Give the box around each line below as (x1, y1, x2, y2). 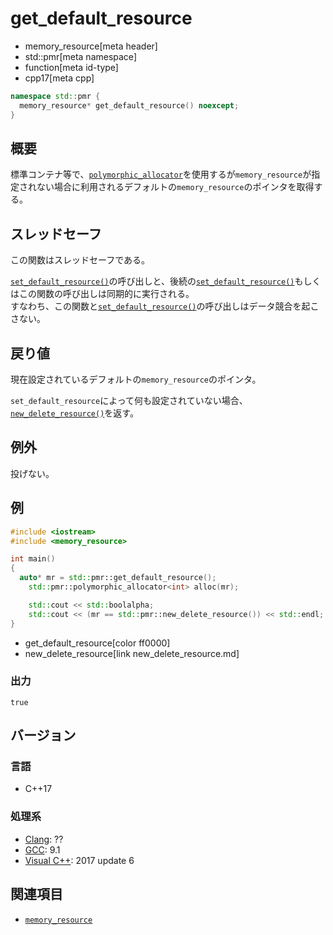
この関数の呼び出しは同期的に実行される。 (18, 288, 195, 300)
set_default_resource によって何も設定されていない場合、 (10, 395, 248, 406)
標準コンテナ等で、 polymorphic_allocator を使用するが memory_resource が (10, 168, 312, 181)
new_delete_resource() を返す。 (10, 407, 139, 419)
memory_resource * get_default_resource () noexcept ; (19, 100, 240, 111)
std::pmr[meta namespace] (24, 50, 137, 62)
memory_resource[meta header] (24, 40, 158, 52)
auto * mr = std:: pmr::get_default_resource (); (19, 573, 217, 583)
